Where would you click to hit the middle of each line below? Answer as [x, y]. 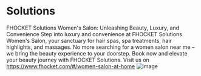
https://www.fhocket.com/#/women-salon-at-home [71, 66]
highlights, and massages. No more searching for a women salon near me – [101, 47]
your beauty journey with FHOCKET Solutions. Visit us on [78, 60]
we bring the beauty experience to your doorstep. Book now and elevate [97, 53]
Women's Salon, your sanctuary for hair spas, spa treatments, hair [89, 40]
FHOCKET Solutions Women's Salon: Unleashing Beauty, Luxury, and [93, 28]
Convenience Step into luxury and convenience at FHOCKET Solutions [94, 34]
